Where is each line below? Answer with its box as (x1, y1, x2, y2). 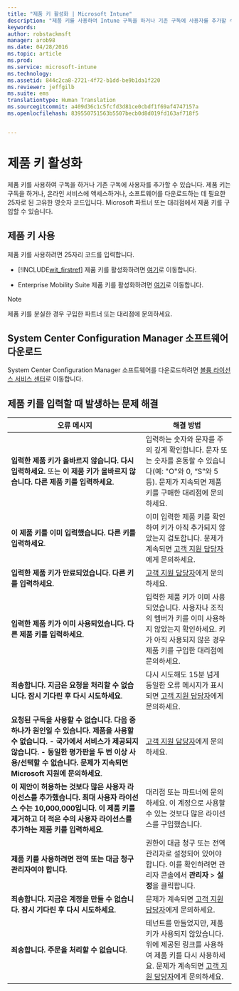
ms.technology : (7, 70, 53, 77)
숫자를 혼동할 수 (154, 456, 204, 466)
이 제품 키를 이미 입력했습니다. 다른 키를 (11, 528, 137, 538)
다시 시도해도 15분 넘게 (145, 669, 221, 679)
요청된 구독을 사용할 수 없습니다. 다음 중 (11, 715, 137, 725)
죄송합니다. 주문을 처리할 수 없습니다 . (11, 945, 128, 955)
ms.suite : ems (7, 90, 50, 97)
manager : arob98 (7, 37, 55, 44)
